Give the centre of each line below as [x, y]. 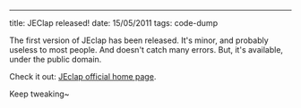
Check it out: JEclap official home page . [83, 76]
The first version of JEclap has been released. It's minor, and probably [139, 40]
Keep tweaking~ [39, 94]
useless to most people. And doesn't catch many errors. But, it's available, [146, 50]
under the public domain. [56, 59]
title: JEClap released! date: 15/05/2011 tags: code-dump [113, 23]
